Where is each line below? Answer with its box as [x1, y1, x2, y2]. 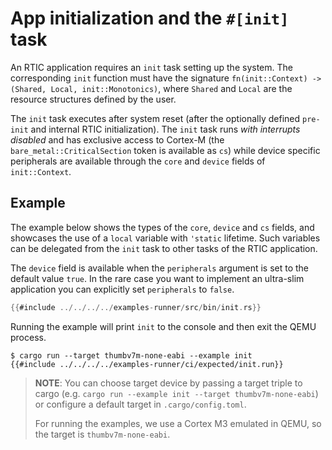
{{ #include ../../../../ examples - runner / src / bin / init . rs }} [10, 302, 262, 312]
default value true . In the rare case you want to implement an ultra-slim [10, 272, 305, 284]
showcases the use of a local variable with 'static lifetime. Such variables [10, 232, 321, 244]
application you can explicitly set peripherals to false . [10, 283, 235, 295]
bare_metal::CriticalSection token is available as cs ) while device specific [10, 144, 321, 156]
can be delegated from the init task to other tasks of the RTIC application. [10, 242, 318, 254]
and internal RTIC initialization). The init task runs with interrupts [30, 123, 301, 135]
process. [10, 331, 47, 343]
